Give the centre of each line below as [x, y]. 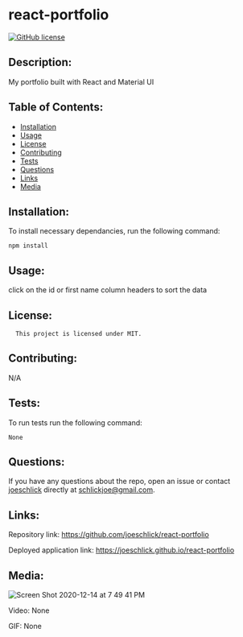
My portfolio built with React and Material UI [81, 81]
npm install [28, 246]
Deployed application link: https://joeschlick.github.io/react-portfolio [121, 550]
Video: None [29, 610]
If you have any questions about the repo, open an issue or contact [119, 482]
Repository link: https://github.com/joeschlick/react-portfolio [109, 535]
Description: [40, 62]
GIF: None [25, 627]
